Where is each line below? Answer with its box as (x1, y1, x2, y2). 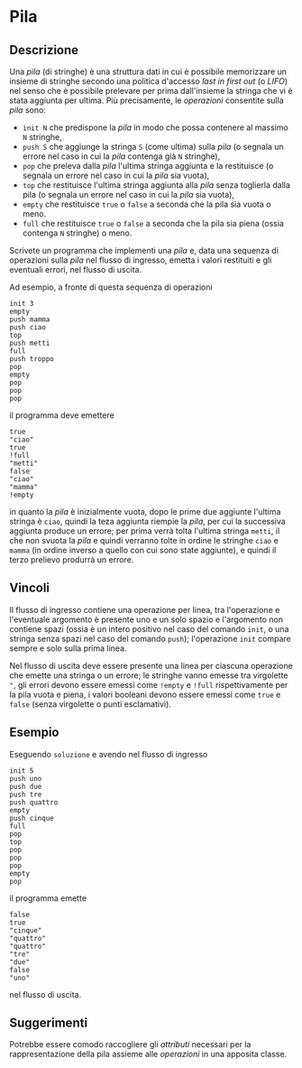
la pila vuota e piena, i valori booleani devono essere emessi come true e (9, 689, 281, 700)
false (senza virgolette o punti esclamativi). (9, 698, 171, 710)
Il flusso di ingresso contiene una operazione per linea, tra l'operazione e (9, 604, 280, 615)
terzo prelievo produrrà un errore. (9, 554, 134, 565)
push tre (9, 790, 42, 799)
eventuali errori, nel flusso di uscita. (9, 265, 142, 274)
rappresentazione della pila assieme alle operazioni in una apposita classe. (9, 1049, 288, 1060)
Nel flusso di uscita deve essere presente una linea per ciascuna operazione (9, 660, 293, 671)
